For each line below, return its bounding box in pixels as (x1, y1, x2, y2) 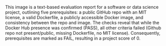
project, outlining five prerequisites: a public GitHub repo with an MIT (5, 9, 147, 15)
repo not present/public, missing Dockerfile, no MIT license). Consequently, (5, 30, 161, 36)
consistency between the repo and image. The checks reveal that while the (5, 20, 160, 25)
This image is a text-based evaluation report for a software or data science (5, 4, 159, 10)
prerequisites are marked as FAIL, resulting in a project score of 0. (5, 35, 141, 41)
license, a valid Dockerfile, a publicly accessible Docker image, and (5, 15, 144, 20)
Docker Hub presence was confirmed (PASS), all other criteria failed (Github (5, 25, 162, 31)
